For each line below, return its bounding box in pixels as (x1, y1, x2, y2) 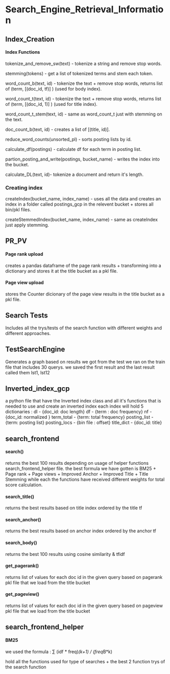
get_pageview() (5, 591, 40, 597)
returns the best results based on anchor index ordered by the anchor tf (5, 528, 157, 534)
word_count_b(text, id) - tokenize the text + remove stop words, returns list (5, 80, 163, 86)
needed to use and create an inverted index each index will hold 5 (5, 403, 144, 410)
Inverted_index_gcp (5, 384, 70, 393)
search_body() (5, 540, 37, 546)
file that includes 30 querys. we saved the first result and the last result (5, 364, 155, 370)
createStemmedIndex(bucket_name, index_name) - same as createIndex (5, 216, 158, 223)
